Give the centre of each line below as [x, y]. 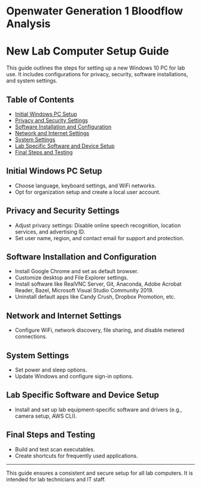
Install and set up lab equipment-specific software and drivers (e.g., [98, 409]
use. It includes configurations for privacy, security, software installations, [97, 74]
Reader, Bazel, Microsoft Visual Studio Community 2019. [84, 291]
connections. [31, 337]
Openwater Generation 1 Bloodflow [95, 11]
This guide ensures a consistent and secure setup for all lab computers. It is [100, 473]
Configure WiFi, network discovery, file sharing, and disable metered [99, 330]
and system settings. [32, 81]
